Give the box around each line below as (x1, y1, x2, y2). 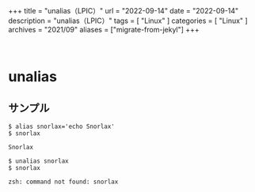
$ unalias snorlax (8, 157, 69, 165)
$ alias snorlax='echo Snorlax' (8, 122, 115, 130)
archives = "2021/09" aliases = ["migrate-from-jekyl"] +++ (8, 25, 200, 34)
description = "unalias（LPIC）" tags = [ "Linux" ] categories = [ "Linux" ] (8, 16, 248, 25)
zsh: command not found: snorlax (8, 178, 119, 186)
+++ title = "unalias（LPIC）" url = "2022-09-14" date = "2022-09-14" (8, 6, 239, 15)
